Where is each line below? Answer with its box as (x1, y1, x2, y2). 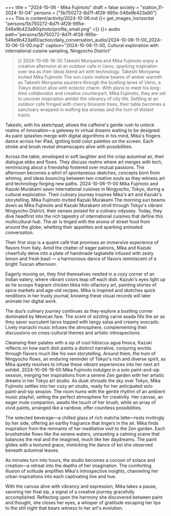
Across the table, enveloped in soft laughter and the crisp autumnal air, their (5, 153, 164, 159)
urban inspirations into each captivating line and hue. (5, 474, 117, 479)
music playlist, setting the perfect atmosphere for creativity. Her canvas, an (5, 394, 163, 400)
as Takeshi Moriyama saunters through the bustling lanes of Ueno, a (17, 79, 161, 85)
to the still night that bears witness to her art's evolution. (5, 505, 124, 511)
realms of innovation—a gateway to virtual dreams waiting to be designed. (5, 127, 161, 133)
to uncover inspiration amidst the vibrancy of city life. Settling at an (17, 96, 159, 102)
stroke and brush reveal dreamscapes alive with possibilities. (5, 144, 133, 150)
